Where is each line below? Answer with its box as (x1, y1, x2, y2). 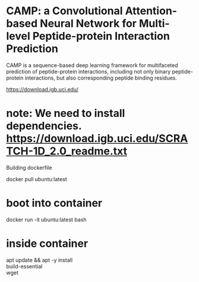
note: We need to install (6, 107, 125, 120)
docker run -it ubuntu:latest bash (6, 216, 87, 223)
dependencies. (6, 119, 82, 133)
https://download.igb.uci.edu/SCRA (6, 132, 188, 145)
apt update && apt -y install (6, 256, 73, 264)
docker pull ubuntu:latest (6, 175, 67, 182)
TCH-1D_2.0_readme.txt (6, 144, 128, 158)
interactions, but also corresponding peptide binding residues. (24, 74, 177, 81)
